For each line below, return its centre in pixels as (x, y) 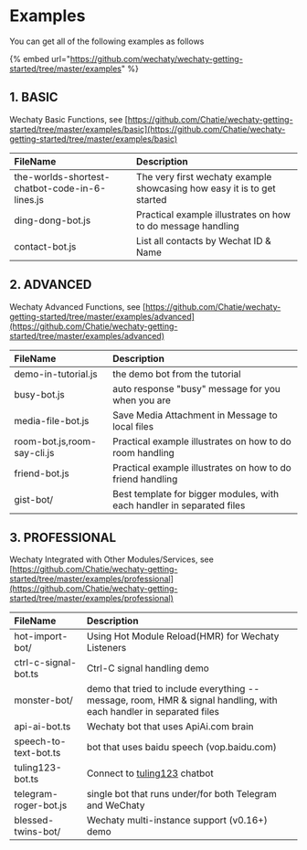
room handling (144, 452)
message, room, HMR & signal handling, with (182, 700)
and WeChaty (116, 805)
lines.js (29, 199)
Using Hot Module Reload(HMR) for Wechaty (183, 636)
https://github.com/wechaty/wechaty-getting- (157, 58)
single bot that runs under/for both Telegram (181, 794)
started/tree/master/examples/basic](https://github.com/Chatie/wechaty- (148, 129)
